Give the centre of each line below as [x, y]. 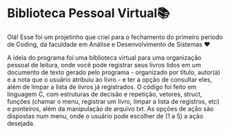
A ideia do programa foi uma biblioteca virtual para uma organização [104, 57]
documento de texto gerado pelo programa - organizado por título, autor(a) [114, 72]
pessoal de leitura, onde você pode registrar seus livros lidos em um [104, 65]
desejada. [21, 123]
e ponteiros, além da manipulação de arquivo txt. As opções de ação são [111, 109]
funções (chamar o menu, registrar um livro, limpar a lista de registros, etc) [113, 101]
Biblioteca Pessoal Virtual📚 [88, 13]
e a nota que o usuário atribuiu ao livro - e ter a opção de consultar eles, [109, 79]
